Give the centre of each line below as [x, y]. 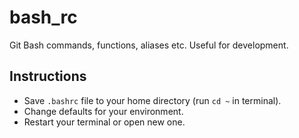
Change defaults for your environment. [103, 111]
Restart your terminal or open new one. [104, 122]
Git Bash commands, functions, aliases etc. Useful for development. [149, 45]
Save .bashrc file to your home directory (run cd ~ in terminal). [152, 100]
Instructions [48, 76]
